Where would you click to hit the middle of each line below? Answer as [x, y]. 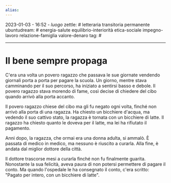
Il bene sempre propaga [56, 60]
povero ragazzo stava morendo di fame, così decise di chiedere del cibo [81, 91]
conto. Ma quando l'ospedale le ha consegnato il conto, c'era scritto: [77, 169]
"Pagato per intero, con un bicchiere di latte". [52, 175]
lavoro [12, 35]
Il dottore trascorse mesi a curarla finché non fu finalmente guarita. [76, 159]
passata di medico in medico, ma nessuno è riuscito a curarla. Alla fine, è [82, 143]
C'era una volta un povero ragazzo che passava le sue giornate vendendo [83, 75]
